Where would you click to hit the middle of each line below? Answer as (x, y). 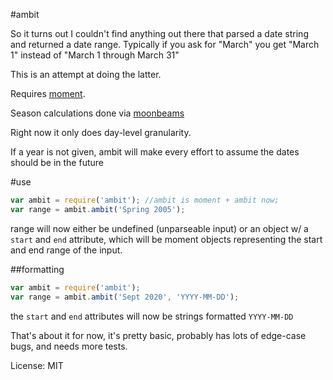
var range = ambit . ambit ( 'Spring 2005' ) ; (98, 209)
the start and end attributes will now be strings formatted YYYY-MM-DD (152, 316)
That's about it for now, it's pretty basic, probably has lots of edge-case (158, 335)
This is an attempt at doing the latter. (86, 74)
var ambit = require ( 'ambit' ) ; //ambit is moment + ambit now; (145, 200)
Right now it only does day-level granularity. (101, 132)
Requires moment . (48, 93)
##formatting (37, 269)
